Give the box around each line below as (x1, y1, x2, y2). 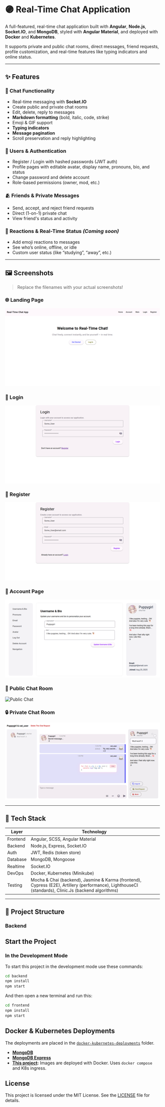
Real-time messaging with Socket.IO (12, 99, 87, 105)
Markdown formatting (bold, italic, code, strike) (12, 114, 110, 120)
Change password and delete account (12, 174, 90, 180)
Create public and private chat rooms (12, 104, 88, 110)
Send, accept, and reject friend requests (12, 205, 94, 211)
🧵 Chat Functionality (5, 87, 55, 94)
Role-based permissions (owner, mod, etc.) (12, 179, 100, 185)
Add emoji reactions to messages (12, 239, 80, 245)
